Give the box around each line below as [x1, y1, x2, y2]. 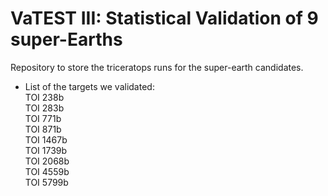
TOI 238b [24, 91, 65, 103]
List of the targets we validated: [24, 80, 155, 92]
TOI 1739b [24, 144, 68, 156]
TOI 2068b [24, 155, 70, 167]
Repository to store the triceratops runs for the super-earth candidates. [10, 61, 304, 73]
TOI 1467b [24, 133, 68, 146]
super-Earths [10, 28, 123, 51]
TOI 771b [24, 112, 62, 124]
